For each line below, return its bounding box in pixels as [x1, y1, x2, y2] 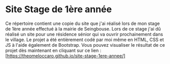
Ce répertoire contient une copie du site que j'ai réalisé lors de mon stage [5, 20, 160, 26]
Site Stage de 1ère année [5, 4, 112, 15]
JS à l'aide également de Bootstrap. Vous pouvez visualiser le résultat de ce [5, 42, 165, 48]
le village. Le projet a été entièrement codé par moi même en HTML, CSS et [5, 37, 164, 43]
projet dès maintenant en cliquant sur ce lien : [5, 47, 102, 53]
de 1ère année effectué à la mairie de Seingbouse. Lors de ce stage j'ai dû [5, 25, 161, 31]
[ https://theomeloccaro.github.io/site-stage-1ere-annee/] [5, 52, 126, 59]
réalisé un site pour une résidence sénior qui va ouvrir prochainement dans [5, 31, 163, 37]
